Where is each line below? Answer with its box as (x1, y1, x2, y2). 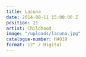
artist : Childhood (6, 25, 52, 31)
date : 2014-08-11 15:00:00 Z (6, 14, 78, 20)
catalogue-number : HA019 (6, 36, 68, 42)
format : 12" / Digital (6, 42, 62, 48)
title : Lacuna (6, 8, 42, 15)
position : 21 (6, 20, 39, 26)
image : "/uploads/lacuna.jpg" (6, 31, 81, 37)
